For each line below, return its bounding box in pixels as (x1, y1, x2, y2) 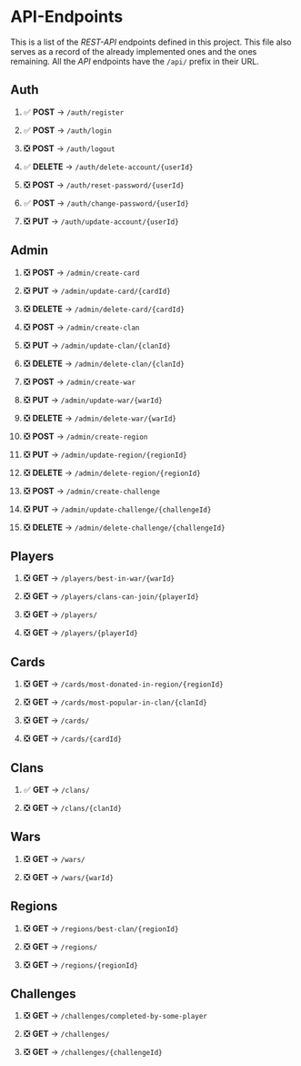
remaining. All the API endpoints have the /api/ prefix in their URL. (10, 56, 260, 66)
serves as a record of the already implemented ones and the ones (10, 46, 257, 56)
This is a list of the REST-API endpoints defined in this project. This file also (10, 36, 292, 47)
